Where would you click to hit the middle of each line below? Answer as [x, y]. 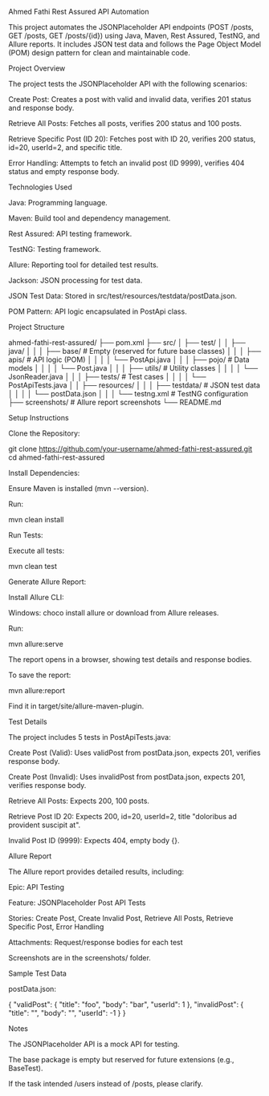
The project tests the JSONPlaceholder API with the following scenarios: [128, 84]
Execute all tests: [37, 550]
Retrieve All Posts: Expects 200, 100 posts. [79, 801]
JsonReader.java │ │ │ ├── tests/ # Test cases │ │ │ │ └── [107, 377]
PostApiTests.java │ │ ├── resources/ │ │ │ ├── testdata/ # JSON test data [134, 385]
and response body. [41, 108]
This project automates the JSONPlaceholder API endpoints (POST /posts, [131, 27]
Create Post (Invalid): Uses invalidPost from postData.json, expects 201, [127, 777]
